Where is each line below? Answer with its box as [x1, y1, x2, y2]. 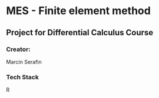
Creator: [6, 45, 31, 53]
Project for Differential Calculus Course [6, 28, 154, 38]
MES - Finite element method [6, 4, 151, 18]
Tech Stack [6, 73, 39, 81]
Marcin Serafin [6, 58, 42, 65]
